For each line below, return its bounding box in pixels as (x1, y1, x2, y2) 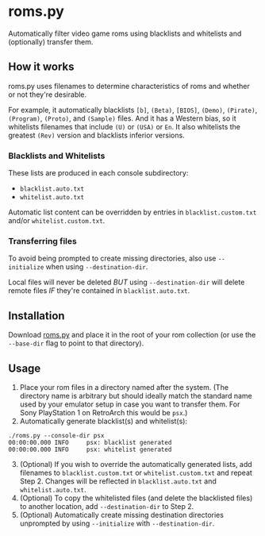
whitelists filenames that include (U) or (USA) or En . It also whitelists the (8, 121, 240, 131)
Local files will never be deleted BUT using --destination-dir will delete (8, 277, 245, 287)
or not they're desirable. (8, 90, 87, 99)
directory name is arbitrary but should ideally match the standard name (19, 391, 252, 400)
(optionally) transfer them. (8, 37, 94, 46)
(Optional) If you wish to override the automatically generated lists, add (19, 459, 252, 469)
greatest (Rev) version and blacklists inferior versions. (8, 130, 185, 140)
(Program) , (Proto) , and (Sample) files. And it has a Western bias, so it (8, 114, 236, 123)
